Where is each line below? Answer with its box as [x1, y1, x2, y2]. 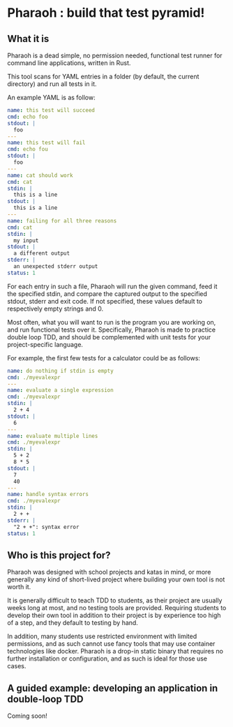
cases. [7, 662, 27, 670]
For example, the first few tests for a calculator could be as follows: [7, 353, 201, 362]
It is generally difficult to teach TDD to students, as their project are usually [7, 596, 223, 605]
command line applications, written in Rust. [7, 59, 131, 67]
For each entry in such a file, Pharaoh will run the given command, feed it [7, 282, 218, 290]
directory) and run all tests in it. [7, 80, 97, 88]
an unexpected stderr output [13, 263, 98, 270]
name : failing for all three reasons [7, 217, 117, 225]
